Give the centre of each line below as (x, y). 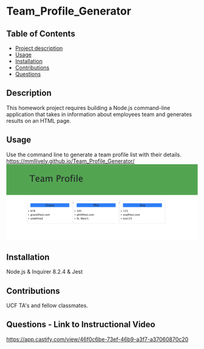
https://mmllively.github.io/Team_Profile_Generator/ (70, 161)
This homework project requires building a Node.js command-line (88, 108)
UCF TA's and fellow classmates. (47, 306)
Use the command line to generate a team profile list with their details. (94, 154)
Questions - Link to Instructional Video (81, 324)
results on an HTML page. (39, 120)
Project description (39, 48)
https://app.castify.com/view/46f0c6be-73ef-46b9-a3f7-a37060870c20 (97, 339)
